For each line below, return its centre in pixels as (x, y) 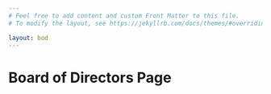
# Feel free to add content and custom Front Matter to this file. (124, 16)
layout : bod (28, 38)
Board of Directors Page (90, 78)
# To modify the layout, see (57, 23)
